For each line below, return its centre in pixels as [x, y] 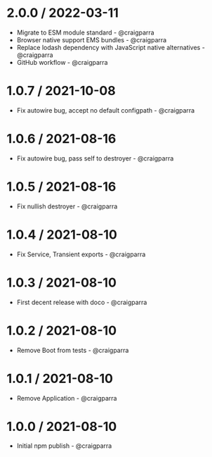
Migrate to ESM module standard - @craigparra [86, 32]
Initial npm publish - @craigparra [64, 446]
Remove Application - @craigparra [67, 398]
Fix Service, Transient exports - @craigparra [81, 254]
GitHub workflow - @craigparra [62, 62]
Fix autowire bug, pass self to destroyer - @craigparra [95, 158]
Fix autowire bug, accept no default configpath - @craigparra [106, 110]
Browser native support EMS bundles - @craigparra [92, 39]
